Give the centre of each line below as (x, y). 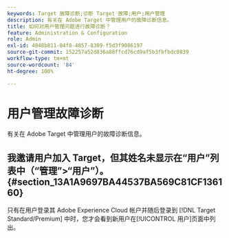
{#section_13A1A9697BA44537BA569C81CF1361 (115, 182)
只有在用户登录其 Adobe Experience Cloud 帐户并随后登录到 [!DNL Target (111, 210)
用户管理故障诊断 (56, 113)
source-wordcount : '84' (41, 65)
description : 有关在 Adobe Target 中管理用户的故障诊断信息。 (90, 20)
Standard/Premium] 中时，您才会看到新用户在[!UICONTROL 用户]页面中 (108, 219)
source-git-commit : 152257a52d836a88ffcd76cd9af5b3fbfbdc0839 (98, 52)
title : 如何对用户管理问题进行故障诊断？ (59, 26)
